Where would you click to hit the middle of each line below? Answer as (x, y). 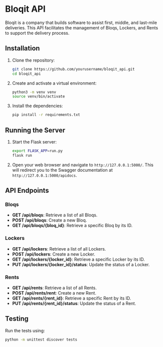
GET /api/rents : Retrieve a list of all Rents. (54, 288)
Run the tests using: (25, 330)
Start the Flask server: (34, 142)
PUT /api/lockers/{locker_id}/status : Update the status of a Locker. (81, 264)
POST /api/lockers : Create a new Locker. (53, 254)
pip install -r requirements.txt (46, 115)
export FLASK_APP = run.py (37, 151)
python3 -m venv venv (34, 92)
